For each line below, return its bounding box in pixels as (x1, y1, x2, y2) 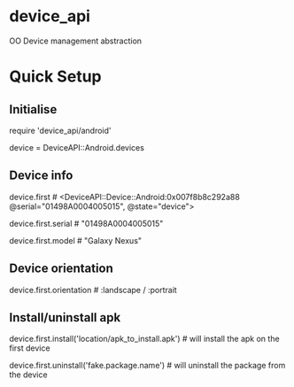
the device (9, 369, 48, 380)
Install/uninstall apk (9, 310, 121, 325)
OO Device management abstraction (9, 35, 143, 46)
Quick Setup (9, 66, 102, 87)
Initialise (9, 102, 58, 117)
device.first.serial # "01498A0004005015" (9, 218, 164, 228)
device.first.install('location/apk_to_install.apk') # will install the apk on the (9, 334, 281, 344)
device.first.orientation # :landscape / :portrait (9, 284, 177, 295)
